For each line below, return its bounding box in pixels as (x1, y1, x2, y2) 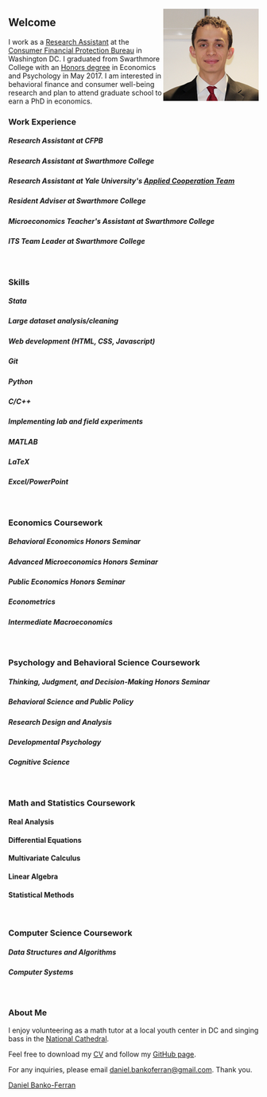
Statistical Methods (8, 890, 75, 899)
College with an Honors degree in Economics (8, 62, 157, 72)
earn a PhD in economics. (8, 96, 93, 106)
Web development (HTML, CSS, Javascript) (8, 336, 156, 346)
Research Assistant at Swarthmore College (8, 156, 155, 166)
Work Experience (8, 116, 77, 127)
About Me (8, 1007, 48, 1018)
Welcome (8, 16, 56, 29)
